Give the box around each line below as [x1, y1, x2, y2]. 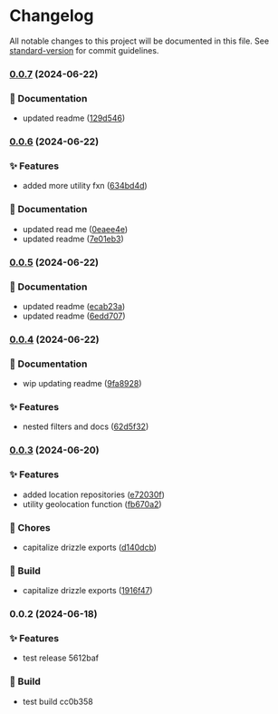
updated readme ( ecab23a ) [22, 300, 126, 311]
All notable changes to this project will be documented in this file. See [9, 35, 270, 46]
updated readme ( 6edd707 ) [22, 310, 126, 321]
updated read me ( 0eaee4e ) [22, 223, 129, 234]
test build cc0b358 [22, 696, 93, 707]
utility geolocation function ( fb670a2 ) [22, 498, 162, 509]
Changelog [9, 5, 94, 26]
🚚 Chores [9, 521, 52, 533]
